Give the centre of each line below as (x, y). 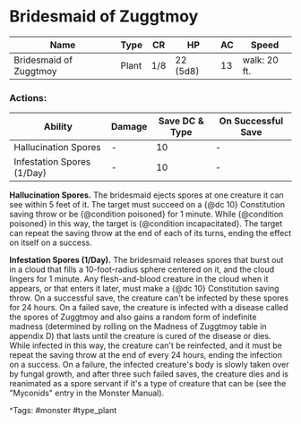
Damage (129, 127)
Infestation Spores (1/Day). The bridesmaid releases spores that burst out (146, 260)
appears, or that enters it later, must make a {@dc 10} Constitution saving (144, 289)
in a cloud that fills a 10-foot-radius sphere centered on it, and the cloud (142, 269)
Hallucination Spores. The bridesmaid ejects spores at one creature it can (146, 195)
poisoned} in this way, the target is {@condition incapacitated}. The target (146, 224)
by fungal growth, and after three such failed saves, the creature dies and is (149, 374)
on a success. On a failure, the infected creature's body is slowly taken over (149, 365)
